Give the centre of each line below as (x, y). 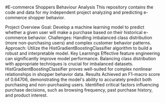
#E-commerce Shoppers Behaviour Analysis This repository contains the (79, 7)
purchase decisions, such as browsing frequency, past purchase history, (79, 90)
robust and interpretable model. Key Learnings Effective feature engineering (82, 53)
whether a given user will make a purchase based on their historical (74, 32)
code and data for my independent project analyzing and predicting (74, 12)
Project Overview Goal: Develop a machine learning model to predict (75, 27)
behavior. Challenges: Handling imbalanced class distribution (90, 37)
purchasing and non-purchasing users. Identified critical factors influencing (82, 85)
